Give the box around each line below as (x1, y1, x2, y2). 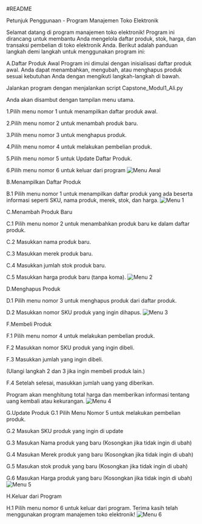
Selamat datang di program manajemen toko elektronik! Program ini (6, 29, 175, 36)
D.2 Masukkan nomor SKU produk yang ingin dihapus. (6, 309, 142, 316)
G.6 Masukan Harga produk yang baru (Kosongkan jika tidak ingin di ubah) (6, 474, 193, 482)
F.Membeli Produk (6, 321, 52, 327)
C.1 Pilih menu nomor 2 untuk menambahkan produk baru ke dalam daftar (6, 220, 190, 227)
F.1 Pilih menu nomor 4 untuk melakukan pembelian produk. (6, 332, 155, 339)
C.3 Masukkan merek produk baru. (6, 250, 93, 257)
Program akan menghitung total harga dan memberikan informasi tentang (6, 391, 190, 398)
